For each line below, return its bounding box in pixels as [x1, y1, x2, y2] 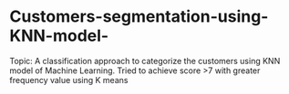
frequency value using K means [9, 74, 129, 85]
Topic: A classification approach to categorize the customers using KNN [9, 55, 281, 66]
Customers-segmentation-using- [9, 6, 269, 27]
